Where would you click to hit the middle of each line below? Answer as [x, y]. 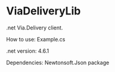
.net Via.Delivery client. [35, 28]
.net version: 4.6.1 [28, 51]
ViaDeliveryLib [43, 11]
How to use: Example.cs [36, 39]
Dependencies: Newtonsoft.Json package [58, 62]
